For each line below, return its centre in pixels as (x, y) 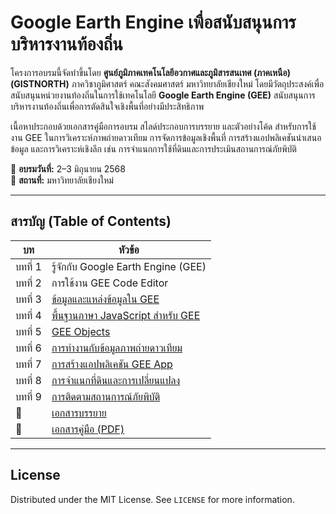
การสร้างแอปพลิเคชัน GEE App (112, 364)
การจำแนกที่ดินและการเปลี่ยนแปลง (116, 380)
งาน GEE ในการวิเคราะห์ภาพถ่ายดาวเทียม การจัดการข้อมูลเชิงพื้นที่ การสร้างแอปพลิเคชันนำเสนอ (166, 137)
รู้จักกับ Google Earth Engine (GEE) (129, 266)
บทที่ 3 (28, 299)
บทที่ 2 (28, 283)
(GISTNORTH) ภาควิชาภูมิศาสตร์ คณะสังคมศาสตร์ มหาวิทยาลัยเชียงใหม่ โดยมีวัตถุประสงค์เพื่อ (167, 83)
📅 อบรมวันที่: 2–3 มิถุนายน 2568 (68, 168)
